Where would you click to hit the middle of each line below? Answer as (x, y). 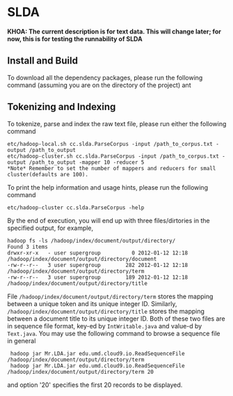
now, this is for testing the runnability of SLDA (75, 38)
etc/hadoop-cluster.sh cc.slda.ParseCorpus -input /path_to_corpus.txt (113, 156)
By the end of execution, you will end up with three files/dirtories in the (109, 220)
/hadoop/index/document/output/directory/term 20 (81, 372)
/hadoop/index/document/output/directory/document (82, 259)
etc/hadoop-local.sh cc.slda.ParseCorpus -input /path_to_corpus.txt (110, 144)
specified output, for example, (50, 228)
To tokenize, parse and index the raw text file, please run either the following (117, 123)
